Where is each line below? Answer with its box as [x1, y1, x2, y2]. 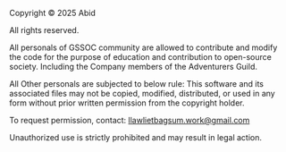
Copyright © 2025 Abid [9, 8, 97, 18]
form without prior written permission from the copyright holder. [9, 97, 245, 108]
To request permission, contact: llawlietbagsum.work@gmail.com [9, 115, 250, 125]
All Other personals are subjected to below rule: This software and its [9, 79, 264, 89]
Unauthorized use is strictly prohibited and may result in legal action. [9, 132, 262, 142]
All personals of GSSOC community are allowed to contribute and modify [9, 42, 278, 53]
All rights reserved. [9, 25, 80, 35]
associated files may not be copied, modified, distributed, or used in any [9, 89, 275, 98]
